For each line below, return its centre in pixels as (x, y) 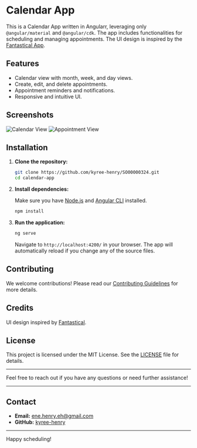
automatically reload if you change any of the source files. (85, 251)
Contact (21, 402)
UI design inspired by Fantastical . (46, 322)
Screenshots (30, 115)
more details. (22, 289)
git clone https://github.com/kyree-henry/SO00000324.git (87, 173)
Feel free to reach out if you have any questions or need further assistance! (97, 378)
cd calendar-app (34, 178)
